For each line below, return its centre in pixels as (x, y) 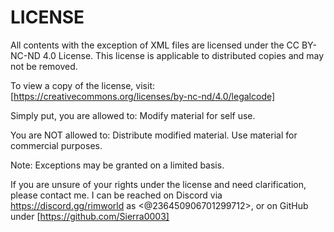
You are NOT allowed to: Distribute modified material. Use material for (154, 135)
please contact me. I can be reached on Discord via (116, 195)
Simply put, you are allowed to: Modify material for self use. (133, 115)
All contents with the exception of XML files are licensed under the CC (155, 45)
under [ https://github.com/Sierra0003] (90, 216)
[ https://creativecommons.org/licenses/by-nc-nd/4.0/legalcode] (143, 96)
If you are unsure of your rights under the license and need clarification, (158, 184)
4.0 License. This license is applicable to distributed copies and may (183, 55)
